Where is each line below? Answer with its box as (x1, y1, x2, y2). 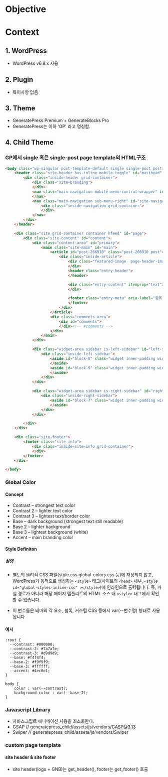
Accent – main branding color (12, 535, 73, 541)
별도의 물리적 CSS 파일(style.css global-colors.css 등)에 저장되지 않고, (12, 571, 153, 578)
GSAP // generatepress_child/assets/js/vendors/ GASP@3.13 (12, 724, 136, 730)
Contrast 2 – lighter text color (12, 508, 73, 514)
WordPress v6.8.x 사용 (12, 60, 58, 66)
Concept (5, 491, 24, 497)
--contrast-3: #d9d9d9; (9, 651, 59, 656)
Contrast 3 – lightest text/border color (12, 513, 90, 519)
